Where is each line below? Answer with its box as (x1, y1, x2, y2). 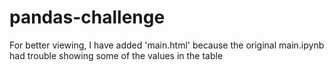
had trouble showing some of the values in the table (9, 49, 224, 61)
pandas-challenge (9, 6, 166, 29)
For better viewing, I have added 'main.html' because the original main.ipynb (9, 39, 325, 51)
